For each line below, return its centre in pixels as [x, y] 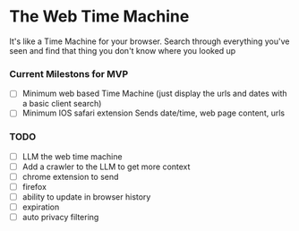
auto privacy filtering [60, 218]
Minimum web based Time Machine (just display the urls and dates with [155, 94]
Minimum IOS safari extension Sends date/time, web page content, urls [153, 113]
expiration [41, 207]
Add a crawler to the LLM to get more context [106, 167]
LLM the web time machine [72, 156]
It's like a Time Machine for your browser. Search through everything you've [149, 41]
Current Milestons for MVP [69, 73]
